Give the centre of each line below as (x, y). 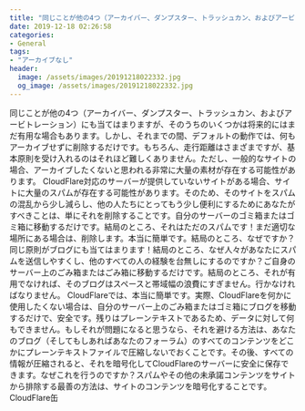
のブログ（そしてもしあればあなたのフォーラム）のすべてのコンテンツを (144, 340)
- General (28, 43)
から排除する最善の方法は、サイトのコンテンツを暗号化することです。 (141, 386)
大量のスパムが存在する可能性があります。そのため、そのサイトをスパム (160, 192)
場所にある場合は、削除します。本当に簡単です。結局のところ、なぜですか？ (152, 238)
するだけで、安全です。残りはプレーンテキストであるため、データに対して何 (152, 318)
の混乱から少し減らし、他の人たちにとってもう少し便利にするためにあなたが (152, 204)
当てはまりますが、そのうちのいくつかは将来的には (193, 124)
